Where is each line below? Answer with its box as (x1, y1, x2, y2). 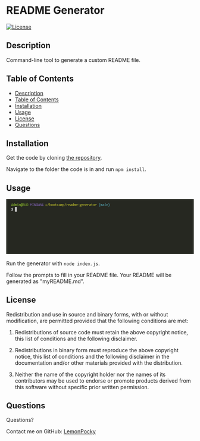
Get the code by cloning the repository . (6, 154, 102, 162)
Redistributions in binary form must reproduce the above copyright (14, 346, 179, 353)
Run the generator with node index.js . (6, 260, 100, 267)
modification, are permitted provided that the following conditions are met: (6, 317, 189, 324)
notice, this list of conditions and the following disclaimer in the (14, 353, 170, 360)
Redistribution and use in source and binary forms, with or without (6, 310, 168, 318)
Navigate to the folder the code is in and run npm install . (6, 166, 147, 173)
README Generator (6, 4, 105, 17)
